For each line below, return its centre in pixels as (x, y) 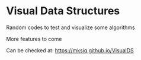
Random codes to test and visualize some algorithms (70, 27)
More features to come (34, 39)
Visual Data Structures (63, 11)
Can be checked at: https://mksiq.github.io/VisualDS (70, 50)
